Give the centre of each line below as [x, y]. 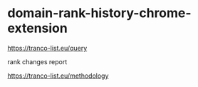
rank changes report [37, 61]
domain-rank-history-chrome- [99, 13]
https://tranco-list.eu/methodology [58, 76]
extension [37, 28]
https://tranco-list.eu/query [47, 48]
